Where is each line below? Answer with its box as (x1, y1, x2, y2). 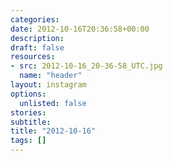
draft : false (10, 42, 65, 53)
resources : (10, 52, 56, 62)
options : (10, 89, 47, 99)
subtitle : (10, 117, 52, 127)
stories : (10, 107, 47, 118)
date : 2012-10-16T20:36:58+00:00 (10, 24, 150, 34)
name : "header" (19, 71, 83, 81)
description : (10, 33, 65, 43)
